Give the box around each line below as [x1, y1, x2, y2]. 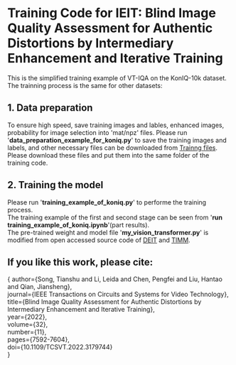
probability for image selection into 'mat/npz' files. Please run [7, 128, 188, 136]
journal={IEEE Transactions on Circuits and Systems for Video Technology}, [7, 290, 229, 299]
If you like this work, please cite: [7, 256, 154, 268]
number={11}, [7, 328, 47, 337]
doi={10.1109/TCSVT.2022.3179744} [7, 343, 113, 352]
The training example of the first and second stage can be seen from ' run [7, 213, 222, 222]
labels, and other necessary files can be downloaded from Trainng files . [7, 143, 218, 152]
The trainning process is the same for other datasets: [7, 81, 163, 89]
